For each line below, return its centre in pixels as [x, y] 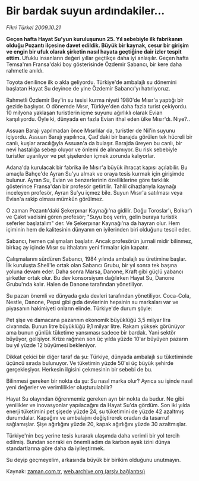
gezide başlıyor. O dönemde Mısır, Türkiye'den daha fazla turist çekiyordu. [97, 106]
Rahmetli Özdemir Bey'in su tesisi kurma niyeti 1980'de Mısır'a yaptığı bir [95, 100]
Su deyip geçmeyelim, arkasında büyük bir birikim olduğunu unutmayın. [94, 460]
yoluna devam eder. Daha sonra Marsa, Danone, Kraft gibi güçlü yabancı [95, 271]
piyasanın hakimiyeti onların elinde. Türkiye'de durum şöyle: [79, 308]
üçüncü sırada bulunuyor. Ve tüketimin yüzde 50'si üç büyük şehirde [90, 363]
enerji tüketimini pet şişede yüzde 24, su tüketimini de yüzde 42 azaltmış [95, 411]
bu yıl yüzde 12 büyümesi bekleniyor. [51, 345]
